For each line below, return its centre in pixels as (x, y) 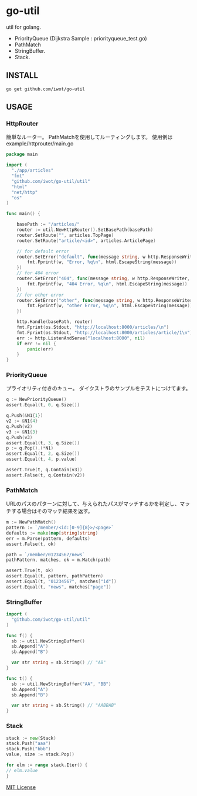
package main (22, 154)
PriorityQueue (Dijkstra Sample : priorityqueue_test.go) (81, 38)
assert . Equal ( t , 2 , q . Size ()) (43, 454)
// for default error (43, 251)
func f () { (19, 635)
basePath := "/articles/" (48, 224)
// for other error (40, 295)
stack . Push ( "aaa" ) (28, 744)
